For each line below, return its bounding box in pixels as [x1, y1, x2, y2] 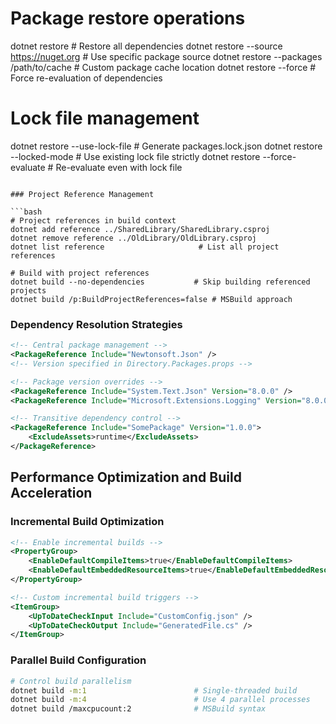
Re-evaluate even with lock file [55, 161, 183, 173]
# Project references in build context [10, 215, 177, 226]
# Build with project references [10, 268, 150, 278]
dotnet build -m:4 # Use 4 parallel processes [10, 695, 311, 705]
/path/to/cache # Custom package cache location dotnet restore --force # [10, 61, 317, 73]
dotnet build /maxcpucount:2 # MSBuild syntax [10, 704, 267, 714]
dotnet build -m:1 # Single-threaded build [10, 685, 298, 696]
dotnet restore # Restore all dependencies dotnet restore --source [10, 40, 283, 52]
